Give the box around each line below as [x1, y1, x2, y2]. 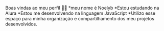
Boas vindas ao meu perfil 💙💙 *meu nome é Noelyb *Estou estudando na [5, 5, 159, 11]
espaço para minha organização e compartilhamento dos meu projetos [5, 16, 155, 21]
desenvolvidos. [5, 21, 37, 27]
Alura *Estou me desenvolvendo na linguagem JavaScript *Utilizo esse [5, 10, 156, 16]
